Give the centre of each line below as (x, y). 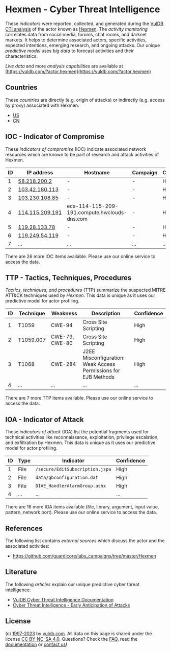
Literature (21, 572)
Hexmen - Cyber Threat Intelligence (83, 9)
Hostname (97, 172)
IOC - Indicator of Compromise (55, 137)
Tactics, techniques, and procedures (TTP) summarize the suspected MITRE (85, 290)
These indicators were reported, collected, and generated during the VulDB (84, 24)
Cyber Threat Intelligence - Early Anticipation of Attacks (71, 605)
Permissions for (102, 370)
